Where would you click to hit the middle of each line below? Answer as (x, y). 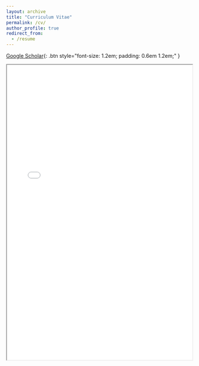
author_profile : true (33, 28)
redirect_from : (25, 34)
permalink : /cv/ (26, 22)
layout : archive (26, 12)
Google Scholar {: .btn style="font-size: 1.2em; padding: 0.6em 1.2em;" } (93, 56)
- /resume (23, 39)
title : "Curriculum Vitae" (39, 17)
